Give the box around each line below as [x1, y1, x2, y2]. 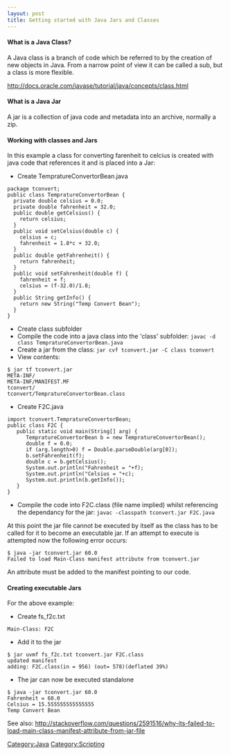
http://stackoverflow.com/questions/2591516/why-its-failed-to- [35, 719, 215, 727]
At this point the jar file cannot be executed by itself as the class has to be [7, 522, 218, 530]
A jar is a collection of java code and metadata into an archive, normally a [7, 112, 216, 121]
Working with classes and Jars [7, 136, 98, 144]
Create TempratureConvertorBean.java [17, 172, 128, 181]
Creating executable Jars [7, 583, 82, 592]
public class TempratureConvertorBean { [7, 192, 126, 199]
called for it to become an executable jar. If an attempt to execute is [7, 529, 200, 537]
